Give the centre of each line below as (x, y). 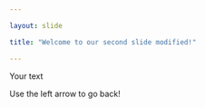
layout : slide (36, 25)
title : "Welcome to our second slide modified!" (103, 42)
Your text (26, 76)
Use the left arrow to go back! (65, 93)
